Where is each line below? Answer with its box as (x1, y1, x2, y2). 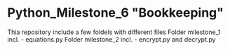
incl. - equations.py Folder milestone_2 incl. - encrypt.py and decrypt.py (7, 35, 216, 43)
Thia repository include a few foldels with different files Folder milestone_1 (7, 28, 221, 36)
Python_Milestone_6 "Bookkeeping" (7, 5, 224, 21)
